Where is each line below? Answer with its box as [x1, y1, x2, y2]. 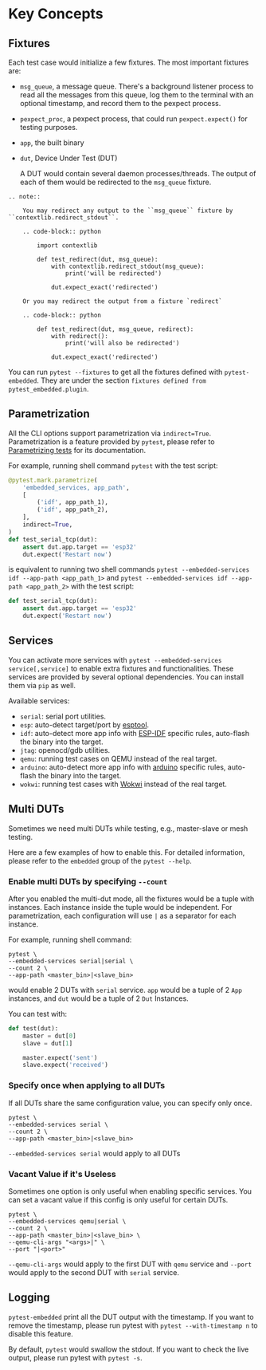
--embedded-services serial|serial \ [8, 957, 134, 965]
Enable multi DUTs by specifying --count [8, 876, 168, 887]
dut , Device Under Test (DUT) [19, 153, 118, 163]
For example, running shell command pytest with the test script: [8, 460, 218, 470]
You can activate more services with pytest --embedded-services [8, 655, 222, 664]
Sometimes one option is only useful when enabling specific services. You [8, 1186, 252, 1196]
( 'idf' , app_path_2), [37, 506, 109, 514]
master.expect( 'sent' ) [22, 1053, 98, 1061]
